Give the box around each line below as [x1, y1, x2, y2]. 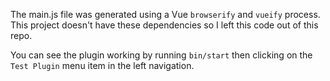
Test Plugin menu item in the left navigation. [10, 60, 195, 71]
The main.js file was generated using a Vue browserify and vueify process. [10, 9, 321, 20]
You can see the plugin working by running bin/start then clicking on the [10, 49, 313, 61]
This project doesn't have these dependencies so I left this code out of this [10, 19, 319, 31]
